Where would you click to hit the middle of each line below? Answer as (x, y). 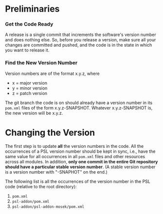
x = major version (30, 83)
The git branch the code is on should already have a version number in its (79, 103)
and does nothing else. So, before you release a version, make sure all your (81, 40)
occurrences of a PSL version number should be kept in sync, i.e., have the (80, 151)
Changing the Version (50, 133)
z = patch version (30, 93)
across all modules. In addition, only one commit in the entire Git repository (81, 161)
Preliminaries (32, 9)
